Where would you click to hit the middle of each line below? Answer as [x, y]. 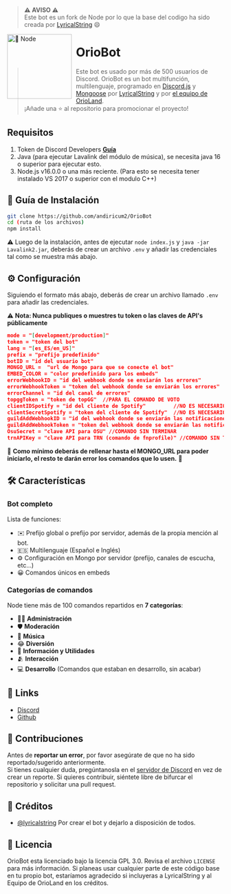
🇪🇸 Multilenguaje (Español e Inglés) [69, 550]
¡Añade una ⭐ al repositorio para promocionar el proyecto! [106, 108]
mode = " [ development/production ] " [58, 335]
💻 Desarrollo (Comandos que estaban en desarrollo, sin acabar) [109, 669]
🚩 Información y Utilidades [56, 651]
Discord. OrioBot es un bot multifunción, [133, 79]
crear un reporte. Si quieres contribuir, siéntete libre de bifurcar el [100, 777]
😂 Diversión [36, 643]
